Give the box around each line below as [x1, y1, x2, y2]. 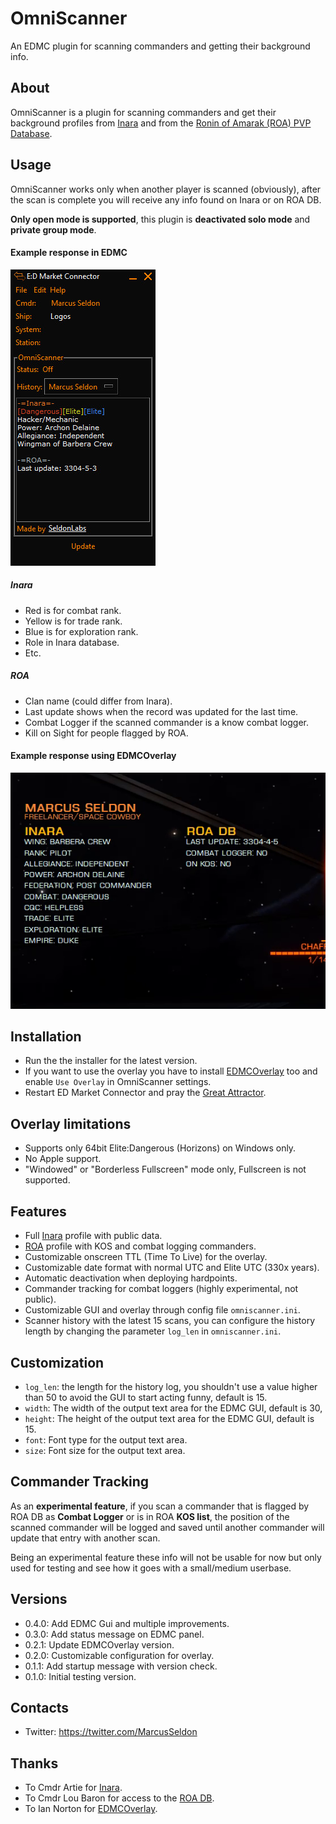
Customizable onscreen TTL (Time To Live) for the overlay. [24, 1251, 268, 1263]
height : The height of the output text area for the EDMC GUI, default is [24, 1412, 315, 1424]
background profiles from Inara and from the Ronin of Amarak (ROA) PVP [10, 117, 312, 129]
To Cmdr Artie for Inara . [24, 1782, 123, 1794]
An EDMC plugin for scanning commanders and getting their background [10, 40, 311, 52]
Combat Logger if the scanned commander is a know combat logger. [24, 716, 309, 728]
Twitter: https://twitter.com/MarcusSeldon [24, 1726, 198, 1738]
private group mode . [10, 223, 97, 236]
